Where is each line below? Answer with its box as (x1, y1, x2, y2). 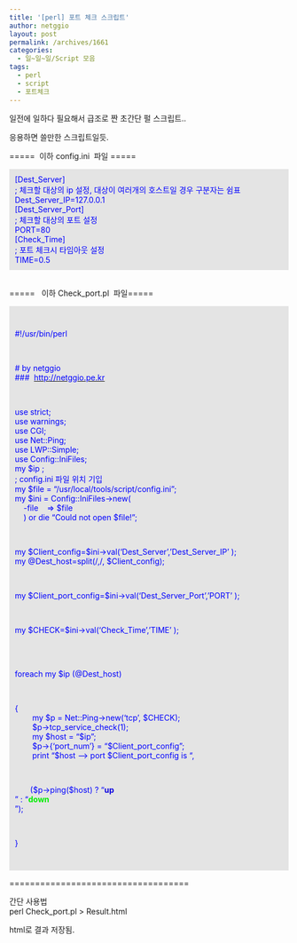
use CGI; (14, 425, 47, 436)
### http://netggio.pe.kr (14, 372, 106, 383)
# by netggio (14, 362, 61, 373)
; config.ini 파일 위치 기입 (14, 473, 104, 484)
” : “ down (14, 794, 51, 804)
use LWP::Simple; (14, 444, 80, 455)
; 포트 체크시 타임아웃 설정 (14, 244, 105, 255)
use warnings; (14, 416, 66, 426)
